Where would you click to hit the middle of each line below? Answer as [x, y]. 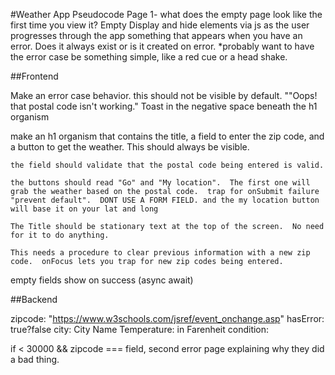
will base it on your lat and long [84, 209]
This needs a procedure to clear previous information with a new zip [160, 253]
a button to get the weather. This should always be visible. [130, 147]
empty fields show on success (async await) [102, 280]
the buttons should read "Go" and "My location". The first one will [160, 183]
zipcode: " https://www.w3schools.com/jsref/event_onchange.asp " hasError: [167, 318]
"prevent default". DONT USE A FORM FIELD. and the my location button [165, 200]
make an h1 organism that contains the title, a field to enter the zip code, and [167, 136]
